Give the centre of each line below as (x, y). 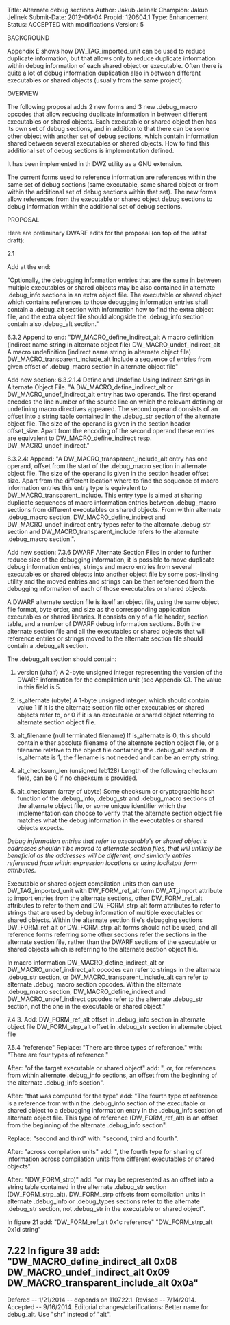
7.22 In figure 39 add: (53, 1251)
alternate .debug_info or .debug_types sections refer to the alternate (103, 1201)
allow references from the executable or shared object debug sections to (110, 199)
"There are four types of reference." (58, 1055)
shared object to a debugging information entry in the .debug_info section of (115, 1110)
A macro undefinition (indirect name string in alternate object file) (99, 352)
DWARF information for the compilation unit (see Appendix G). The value (119, 680)
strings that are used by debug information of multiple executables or (105, 913)
